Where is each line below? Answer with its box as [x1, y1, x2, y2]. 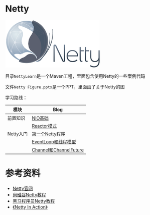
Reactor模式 [32, 123, 57, 129]
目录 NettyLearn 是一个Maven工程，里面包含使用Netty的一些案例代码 [5, 73, 145, 79]
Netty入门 [7, 131, 28, 137]
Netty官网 [12, 185, 33, 192]
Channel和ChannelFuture [32, 147, 84, 153]
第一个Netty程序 [32, 131, 66, 137]
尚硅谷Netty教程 [12, 192, 46, 198]
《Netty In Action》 [12, 204, 48, 210]
